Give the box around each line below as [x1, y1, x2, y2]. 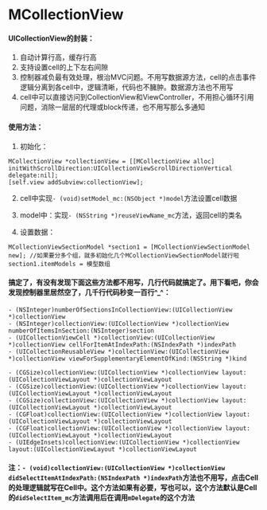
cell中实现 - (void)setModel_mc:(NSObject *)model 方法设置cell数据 [19, 193, 238, 202]
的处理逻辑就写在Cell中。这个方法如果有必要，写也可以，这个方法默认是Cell [8, 483, 257, 492]
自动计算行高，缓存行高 [19, 53, 97, 62]
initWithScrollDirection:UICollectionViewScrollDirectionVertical [8, 164, 233, 172]
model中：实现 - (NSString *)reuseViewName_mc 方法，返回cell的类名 [19, 210, 242, 220]
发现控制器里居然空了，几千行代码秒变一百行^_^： [8, 288, 171, 297]
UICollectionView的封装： [8, 33, 95, 43]
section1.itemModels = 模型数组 [8, 260, 111, 268]
